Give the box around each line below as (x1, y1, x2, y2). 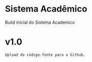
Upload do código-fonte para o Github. (5, 52, 86, 57)
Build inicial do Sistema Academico (5, 19, 75, 25)
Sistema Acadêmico (5, 3, 88, 15)
